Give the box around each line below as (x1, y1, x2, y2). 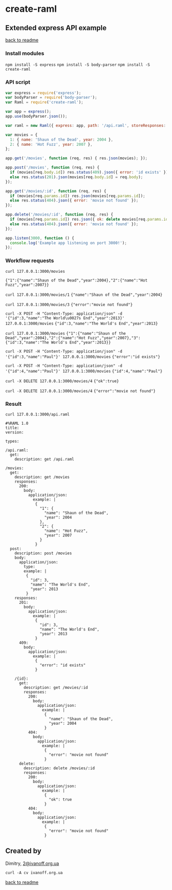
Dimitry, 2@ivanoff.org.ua (5, 860, 59, 866)
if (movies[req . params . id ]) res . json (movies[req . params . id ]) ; (10, 193, 145, 199)
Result (5, 400, 22, 407)
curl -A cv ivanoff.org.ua (5, 870, 63, 875)
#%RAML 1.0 (5, 421, 29, 426)
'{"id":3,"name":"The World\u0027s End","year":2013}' (5, 315, 125, 320)
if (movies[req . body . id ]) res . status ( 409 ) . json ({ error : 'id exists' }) (10, 170, 168, 175)
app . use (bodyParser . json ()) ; (5, 114, 68, 119)
